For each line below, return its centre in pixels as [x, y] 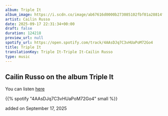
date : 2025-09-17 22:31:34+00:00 [40, 24]
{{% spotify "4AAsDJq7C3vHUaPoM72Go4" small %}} [61, 99]
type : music [17, 56]
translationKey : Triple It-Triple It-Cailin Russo [59, 52]
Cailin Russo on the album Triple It [59, 77]
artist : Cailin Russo [28, 19]
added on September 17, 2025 [36, 108]
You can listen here [25, 89]
